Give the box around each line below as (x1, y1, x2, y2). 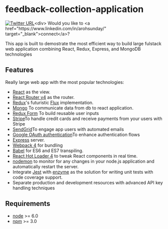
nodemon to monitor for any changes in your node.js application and (12, 158, 155, 164)
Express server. (12, 137, 45, 143)
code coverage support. (12, 174, 63, 180)
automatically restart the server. (12, 163, 79, 169)
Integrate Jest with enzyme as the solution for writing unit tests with (12, 169, 153, 175)
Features (5, 66, 34, 74)
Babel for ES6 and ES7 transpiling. (12, 147, 84, 154)
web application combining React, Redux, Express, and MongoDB (5, 46, 141, 52)
